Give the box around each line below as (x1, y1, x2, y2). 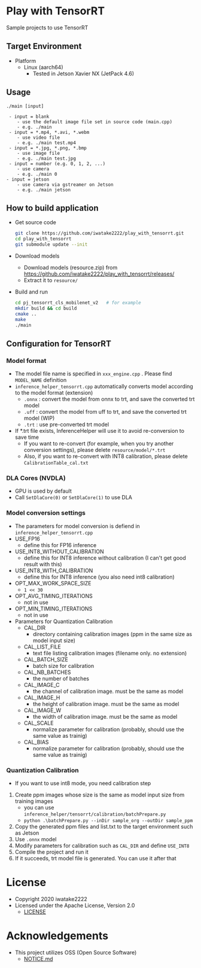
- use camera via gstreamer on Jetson (17, 181, 114, 188)
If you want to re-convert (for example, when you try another (23, 440, 174, 447)
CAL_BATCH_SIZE (23, 656, 69, 663)
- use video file (17, 135, 60, 141)
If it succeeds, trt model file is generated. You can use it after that (14, 854, 176, 862)
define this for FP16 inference (23, 541, 97, 548)
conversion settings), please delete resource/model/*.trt (23, 447, 166, 454)
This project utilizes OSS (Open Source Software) (14, 949, 137, 956)
